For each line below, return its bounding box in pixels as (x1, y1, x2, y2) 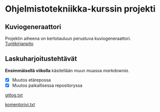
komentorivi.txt (5, 101, 35, 107)
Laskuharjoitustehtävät (5, 55, 77, 63)
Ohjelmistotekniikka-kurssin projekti (5, 3, 156, 15)
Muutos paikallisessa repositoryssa (12, 82, 82, 88)
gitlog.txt (5, 92, 23, 98)
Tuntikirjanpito (5, 41, 34, 47)
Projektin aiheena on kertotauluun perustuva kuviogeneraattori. (5, 35, 131, 41)
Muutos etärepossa (12, 77, 51, 83)
